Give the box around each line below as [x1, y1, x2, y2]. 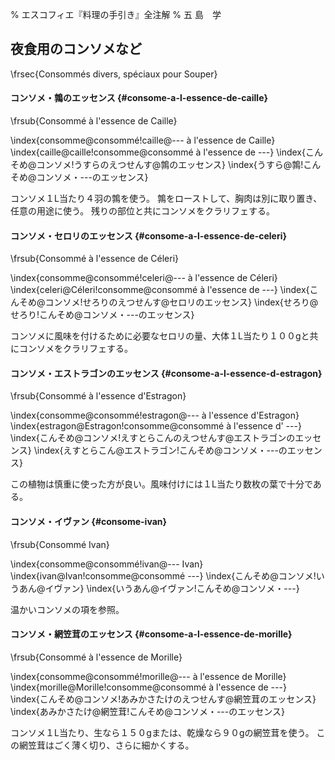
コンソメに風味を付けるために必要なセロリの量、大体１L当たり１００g [10, 330, 302, 342]
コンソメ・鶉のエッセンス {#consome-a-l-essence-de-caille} [10, 92, 269, 104]
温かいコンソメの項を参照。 [10, 603, 125, 615]
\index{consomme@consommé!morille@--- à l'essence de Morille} [10, 670, 287, 682]
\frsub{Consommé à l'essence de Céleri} [10, 253, 180, 265]
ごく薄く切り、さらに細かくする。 [53, 739, 195, 751]
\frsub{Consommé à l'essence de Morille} [10, 651, 183, 663]
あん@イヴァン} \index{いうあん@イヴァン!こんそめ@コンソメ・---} [18, 582, 300, 594]
